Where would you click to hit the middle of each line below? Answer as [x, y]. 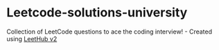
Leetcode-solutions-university [97, 13]
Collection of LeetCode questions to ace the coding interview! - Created [109, 32]
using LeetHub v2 [32, 38]
